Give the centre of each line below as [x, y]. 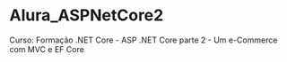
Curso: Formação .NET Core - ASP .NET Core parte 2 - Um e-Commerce [143, 40]
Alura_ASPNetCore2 [87, 15]
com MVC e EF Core [47, 49]
